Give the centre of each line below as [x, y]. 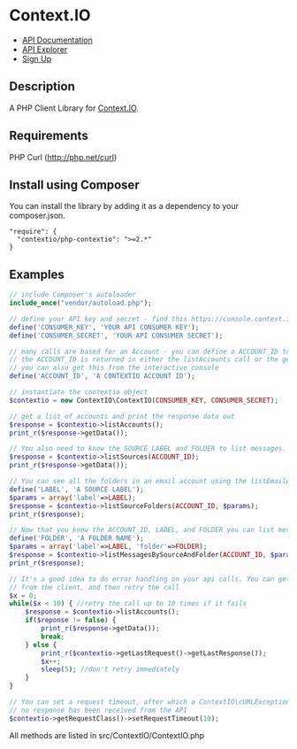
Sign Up [36, 58]
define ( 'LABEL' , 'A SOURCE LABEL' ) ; [76, 489]
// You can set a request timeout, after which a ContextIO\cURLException [150, 702]
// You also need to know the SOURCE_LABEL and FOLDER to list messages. [148, 449]
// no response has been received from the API [99, 710]
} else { [41, 645]
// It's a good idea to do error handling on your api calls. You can [142, 579]
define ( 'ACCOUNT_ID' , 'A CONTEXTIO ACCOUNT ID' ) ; [103, 376]
